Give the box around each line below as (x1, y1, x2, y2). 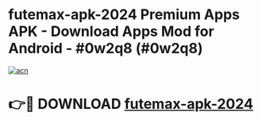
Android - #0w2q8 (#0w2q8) (8, 40, 203, 57)
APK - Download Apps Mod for (8, 22, 214, 41)
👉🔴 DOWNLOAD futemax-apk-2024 (8, 95, 254, 113)
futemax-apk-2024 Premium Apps (8, 6, 241, 24)
